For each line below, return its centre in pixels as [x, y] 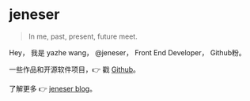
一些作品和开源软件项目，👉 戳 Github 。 [75, 69]
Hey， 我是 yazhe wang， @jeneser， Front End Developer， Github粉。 [127, 52]
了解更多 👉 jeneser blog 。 [53, 88]
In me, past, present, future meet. [83, 36]
